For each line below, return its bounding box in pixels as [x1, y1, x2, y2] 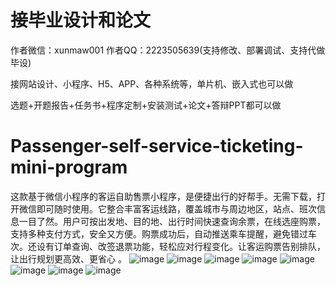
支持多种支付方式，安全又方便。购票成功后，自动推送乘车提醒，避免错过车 [10, 227, 317, 240]
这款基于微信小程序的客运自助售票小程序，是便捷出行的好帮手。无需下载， [10, 190, 317, 202]
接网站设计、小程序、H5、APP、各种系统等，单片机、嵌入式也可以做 [10, 77, 294, 90]
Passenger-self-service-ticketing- [10, 135, 304, 158]
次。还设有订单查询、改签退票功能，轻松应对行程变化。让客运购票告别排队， [10, 240, 326, 252]
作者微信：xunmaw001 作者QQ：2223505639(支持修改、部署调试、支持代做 [10, 44, 326, 56]
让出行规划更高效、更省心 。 [10, 252, 127, 265]
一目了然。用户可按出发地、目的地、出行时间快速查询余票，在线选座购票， [18, 215, 326, 227]
